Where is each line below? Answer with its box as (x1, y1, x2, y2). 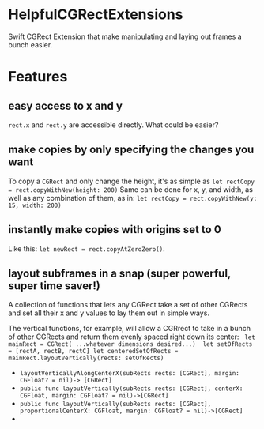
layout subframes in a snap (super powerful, (8, 266, 232, 280)
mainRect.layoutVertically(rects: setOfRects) (8, 354, 164, 363)
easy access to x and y (8, 99, 123, 112)
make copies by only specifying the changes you (8, 143, 255, 156)
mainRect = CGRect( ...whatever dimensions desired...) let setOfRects (8, 341, 253, 348)
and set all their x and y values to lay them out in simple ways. (8, 308, 209, 318)
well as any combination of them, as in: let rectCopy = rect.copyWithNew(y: (8, 193, 258, 202)
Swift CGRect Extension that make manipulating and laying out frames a (8, 32, 243, 41)
